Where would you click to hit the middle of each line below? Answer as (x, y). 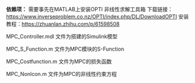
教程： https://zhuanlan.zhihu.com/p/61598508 (63, 24)
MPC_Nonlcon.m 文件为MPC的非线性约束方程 (61, 74)
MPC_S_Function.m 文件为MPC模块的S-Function (65, 49)
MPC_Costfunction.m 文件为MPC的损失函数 (59, 62)
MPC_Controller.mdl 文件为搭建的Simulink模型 (62, 36)
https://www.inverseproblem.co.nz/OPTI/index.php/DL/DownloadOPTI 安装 (97, 16)
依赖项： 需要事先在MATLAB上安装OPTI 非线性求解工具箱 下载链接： (90, 9)
